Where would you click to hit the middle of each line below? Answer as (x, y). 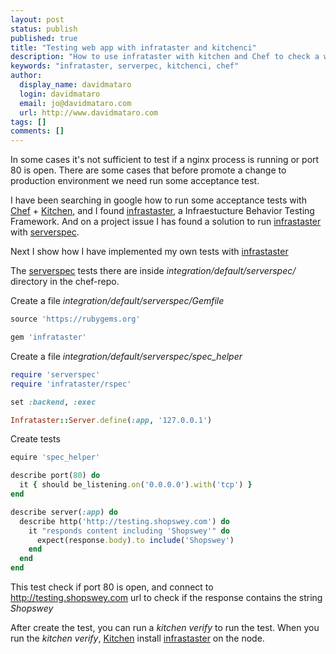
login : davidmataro (60, 94)
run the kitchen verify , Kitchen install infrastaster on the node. (137, 638)
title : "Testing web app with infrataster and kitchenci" (133, 47)
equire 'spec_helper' (55, 457)
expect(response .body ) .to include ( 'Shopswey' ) (135, 540)
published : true (44, 38)
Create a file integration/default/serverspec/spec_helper (126, 356)
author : (26, 76)
